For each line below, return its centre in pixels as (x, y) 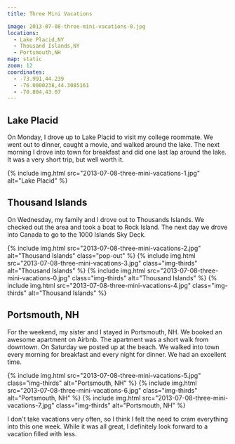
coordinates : (26, 72)
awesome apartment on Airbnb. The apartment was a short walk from (108, 339)
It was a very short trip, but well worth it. (66, 159)
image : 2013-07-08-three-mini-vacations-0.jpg (76, 26)
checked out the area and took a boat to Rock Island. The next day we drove (117, 227)
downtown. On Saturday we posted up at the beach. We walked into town (113, 347)
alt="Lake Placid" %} (38, 181)
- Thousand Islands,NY (47, 46)
